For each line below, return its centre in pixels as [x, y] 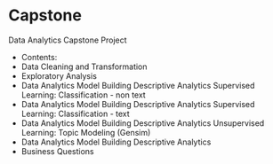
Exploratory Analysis [59, 75]
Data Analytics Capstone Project [68, 40]
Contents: [39, 57]
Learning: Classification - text [75, 113]
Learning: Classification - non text [83, 95]
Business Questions [57, 151]
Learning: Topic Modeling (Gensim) [86, 132]
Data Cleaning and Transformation [84, 66]
